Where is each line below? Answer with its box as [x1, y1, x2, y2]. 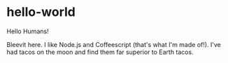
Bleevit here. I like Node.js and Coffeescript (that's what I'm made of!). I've [6, 40, 222, 48]
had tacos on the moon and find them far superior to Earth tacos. [6, 48, 194, 56]
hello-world [6, 4, 76, 20]
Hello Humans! [6, 27, 50, 35]
